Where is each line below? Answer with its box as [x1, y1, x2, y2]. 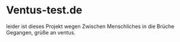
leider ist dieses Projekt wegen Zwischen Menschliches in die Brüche [6, 23, 175, 30]
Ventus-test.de [6, 3, 83, 17]
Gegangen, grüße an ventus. [6, 29, 76, 36]
